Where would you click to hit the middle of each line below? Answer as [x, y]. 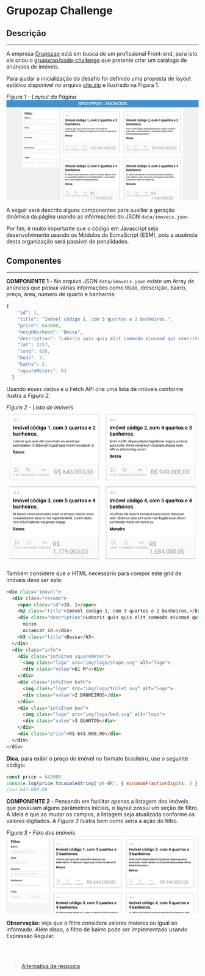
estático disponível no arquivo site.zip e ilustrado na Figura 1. [83, 85]
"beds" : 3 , [31, 358]
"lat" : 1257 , [34, 345]
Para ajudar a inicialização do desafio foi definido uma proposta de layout [99, 78]
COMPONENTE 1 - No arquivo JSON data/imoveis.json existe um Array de [100, 281]
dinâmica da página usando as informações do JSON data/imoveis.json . [98, 217]
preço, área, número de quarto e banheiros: [61, 294]
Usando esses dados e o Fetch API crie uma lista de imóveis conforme [95, 389]
